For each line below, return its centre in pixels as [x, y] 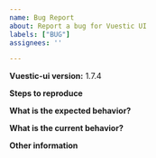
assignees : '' [36, 43]
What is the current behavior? [66, 128]
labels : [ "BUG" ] [40, 34]
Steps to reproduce [46, 93]
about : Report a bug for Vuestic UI [78, 26]
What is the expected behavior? [70, 111]
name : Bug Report [42, 18]
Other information [44, 145]
